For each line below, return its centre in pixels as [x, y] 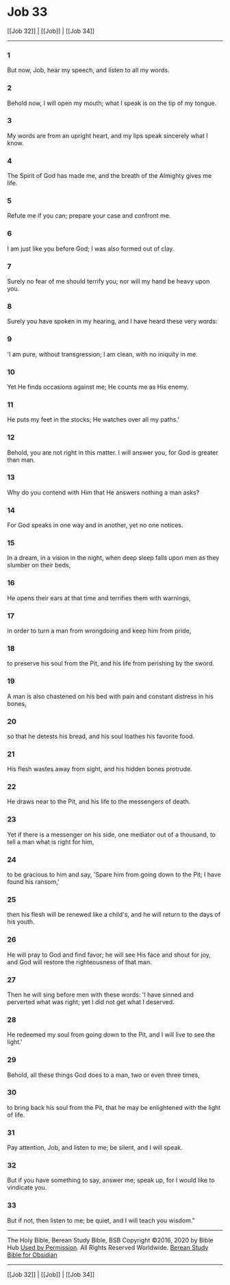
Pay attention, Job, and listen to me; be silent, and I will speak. [95, 1148]
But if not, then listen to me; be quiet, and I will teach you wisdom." [101, 1220]
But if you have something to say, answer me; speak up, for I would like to [111, 1180]
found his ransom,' [33, 882]
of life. [16, 1115]
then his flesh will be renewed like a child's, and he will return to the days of [114, 915]
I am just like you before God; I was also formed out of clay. [91, 249]
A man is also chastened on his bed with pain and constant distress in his [110, 696]
